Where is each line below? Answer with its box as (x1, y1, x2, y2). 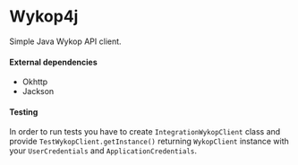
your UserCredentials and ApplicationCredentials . (9, 145, 198, 156)
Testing (9, 106, 38, 117)
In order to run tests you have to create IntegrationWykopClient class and (9, 126, 281, 137)
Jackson (21, 86, 55, 97)
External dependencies (9, 56, 98, 67)
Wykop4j (9, 6, 79, 27)
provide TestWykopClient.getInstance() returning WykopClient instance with (9, 136, 289, 147)
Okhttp (21, 76, 48, 87)
